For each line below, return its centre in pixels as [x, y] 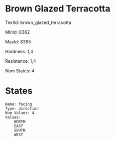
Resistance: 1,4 [21, 61]
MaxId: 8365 [18, 42]
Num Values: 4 [20, 113]
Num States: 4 [20, 71]
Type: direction [22, 108]
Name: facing [19, 104]
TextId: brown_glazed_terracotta [38, 22]
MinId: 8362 [18, 32]
